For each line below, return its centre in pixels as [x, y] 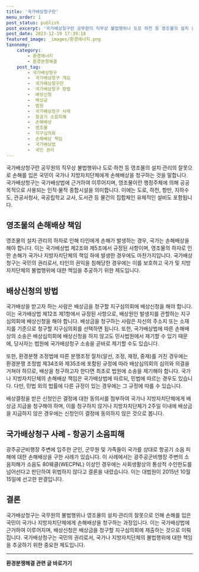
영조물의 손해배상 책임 [44, 225]
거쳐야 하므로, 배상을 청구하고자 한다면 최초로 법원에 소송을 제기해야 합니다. [93, 371]
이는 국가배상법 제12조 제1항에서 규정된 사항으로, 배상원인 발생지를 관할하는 [93, 314]
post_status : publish [33, 23]
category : [29, 51]
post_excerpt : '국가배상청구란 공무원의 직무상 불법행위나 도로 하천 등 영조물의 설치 [97, 28]
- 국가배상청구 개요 [49, 78]
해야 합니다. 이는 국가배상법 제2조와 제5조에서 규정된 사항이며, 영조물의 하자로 [96, 248]
